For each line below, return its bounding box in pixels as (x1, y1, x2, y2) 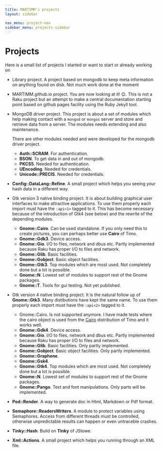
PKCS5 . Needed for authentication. (19, 161, 90, 167)
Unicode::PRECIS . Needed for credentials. (19, 171, 105, 177)
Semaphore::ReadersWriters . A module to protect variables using (12, 408, 145, 414)
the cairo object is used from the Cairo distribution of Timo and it (19, 317, 149, 323)
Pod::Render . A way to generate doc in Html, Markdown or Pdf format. (12, 399, 154, 405)
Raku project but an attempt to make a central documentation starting (12, 96, 151, 102)
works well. (19, 322, 42, 328)
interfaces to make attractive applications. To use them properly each (12, 201, 151, 207)
